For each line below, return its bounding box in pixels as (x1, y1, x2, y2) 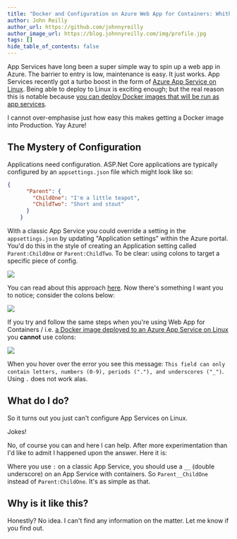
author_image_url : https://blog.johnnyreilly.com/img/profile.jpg (7, 30, 207, 37)
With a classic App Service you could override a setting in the (7, 227, 186, 235)
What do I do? (7, 395, 69, 407)
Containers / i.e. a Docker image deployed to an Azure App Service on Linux (7, 326, 229, 334)
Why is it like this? (7, 497, 89, 509)
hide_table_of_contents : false (7, 43, 99, 50)
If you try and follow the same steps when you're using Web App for (7, 318, 206, 326)
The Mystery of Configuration (7, 142, 142, 154)
